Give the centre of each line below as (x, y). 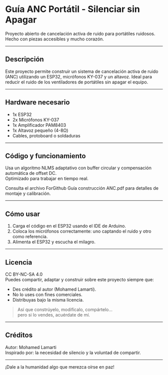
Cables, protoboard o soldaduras (46, 135)
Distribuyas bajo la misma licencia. (48, 300)
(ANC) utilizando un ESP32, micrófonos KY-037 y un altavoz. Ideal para (79, 76)
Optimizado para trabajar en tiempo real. (47, 179)
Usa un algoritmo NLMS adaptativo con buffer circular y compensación (78, 168)
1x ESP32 (22, 114)
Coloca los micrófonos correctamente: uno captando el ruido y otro (82, 231)
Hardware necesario (37, 103)
